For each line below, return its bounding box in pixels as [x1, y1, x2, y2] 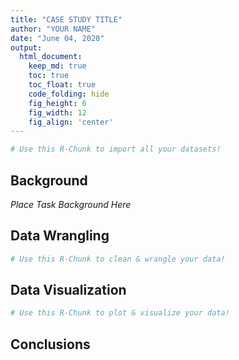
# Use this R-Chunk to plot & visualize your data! [10, 308, 230, 318]
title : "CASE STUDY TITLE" [10, 14, 123, 25]
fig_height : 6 [28, 98, 87, 108]
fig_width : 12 [28, 107, 87, 118]
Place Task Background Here [10, 198, 132, 210]
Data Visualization [10, 282, 127, 299]
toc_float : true [28, 80, 97, 90]
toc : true [28, 71, 70, 81]
